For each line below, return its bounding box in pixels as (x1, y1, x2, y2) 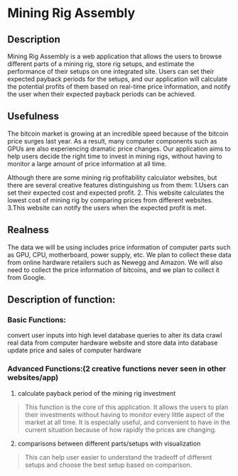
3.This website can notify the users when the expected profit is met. (7, 203, 207, 212)
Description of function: (7, 293, 116, 306)
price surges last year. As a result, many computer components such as (7, 136, 217, 145)
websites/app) (7, 373, 59, 383)
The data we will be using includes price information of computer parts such (7, 243, 231, 251)
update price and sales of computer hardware (7, 346, 142, 355)
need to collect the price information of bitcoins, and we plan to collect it (7, 265, 220, 274)
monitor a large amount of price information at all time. (7, 159, 167, 168)
